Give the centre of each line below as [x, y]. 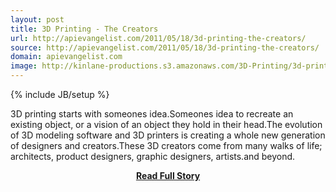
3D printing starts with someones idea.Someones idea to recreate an [152, 114]
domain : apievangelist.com [66, 57]
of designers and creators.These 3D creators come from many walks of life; [166, 145]
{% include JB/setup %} [60, 94]
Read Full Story [168, 175]
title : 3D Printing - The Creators [84, 29]
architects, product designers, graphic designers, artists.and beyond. [153, 156]
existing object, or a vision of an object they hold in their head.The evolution [166, 124]
